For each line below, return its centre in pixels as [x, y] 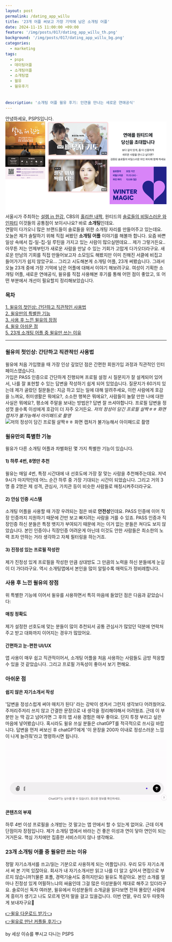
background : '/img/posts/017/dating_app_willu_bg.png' [65, 38]
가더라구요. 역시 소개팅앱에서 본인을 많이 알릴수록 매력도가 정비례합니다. [88, 568]
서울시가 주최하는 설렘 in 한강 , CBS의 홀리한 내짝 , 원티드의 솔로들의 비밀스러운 [83, 217]
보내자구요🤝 [23, 902]
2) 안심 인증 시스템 [24, 499]
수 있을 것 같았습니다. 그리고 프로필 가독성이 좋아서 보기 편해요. [68, 664]
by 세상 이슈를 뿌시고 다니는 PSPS [40, 934]
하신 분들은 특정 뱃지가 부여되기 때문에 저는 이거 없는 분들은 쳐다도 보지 [90, 524]
